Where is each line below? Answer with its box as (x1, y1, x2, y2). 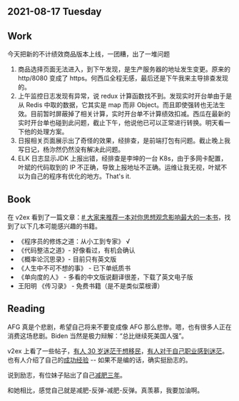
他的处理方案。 (24, 128, 68, 136)
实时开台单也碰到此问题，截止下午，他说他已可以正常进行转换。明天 (17, 118, 218, 127)
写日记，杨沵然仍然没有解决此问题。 (17, 146, 125, 154)
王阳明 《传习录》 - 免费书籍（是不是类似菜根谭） (17, 282, 164, 290)
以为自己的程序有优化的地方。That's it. (17, 172, 132, 181)
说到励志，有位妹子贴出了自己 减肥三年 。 (7, 370, 126, 379)
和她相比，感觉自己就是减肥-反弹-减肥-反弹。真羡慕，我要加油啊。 (7, 385, 204, 395)
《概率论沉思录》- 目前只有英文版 (17, 255, 117, 263)
